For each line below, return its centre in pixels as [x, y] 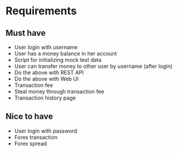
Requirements [41, 11]
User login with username [46, 47]
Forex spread [30, 143]
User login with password [46, 131]
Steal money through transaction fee [59, 91]
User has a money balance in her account [65, 54]
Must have [26, 33]
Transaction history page [45, 98]
